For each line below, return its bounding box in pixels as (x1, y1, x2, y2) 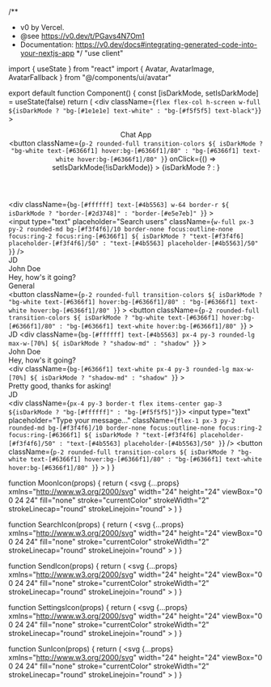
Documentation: (19, 40, 74, 49)
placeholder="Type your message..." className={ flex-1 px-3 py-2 (8, 416, 235, 425)
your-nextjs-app (19, 49, 75, 57)
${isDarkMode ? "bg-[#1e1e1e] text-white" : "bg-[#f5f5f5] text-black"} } (8, 105, 261, 115)
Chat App (120, 129, 152, 139)
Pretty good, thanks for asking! (8, 381, 112, 391)
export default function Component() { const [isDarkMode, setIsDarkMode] (8, 88, 259, 98)
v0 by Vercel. (19, 23, 65, 32)
